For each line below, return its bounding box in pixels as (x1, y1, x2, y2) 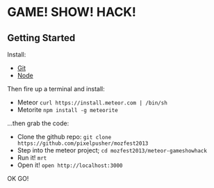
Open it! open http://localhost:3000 (17, 161, 123, 169)
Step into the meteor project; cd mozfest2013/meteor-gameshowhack (17, 146, 207, 154)
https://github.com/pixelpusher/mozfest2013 (17, 140, 149, 147)
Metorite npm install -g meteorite (17, 106, 118, 113)
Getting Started (7, 32, 76, 44)
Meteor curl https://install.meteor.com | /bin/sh (17, 98, 168, 107)
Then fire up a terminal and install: (7, 85, 106, 93)
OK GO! (7, 175, 29, 182)
